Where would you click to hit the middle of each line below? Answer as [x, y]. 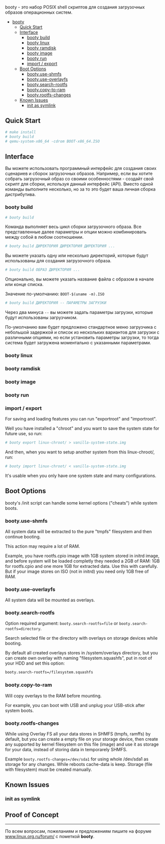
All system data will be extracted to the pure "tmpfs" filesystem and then [79, 531]
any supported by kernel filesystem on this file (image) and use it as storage [82, 744]
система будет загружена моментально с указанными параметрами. [78, 343]
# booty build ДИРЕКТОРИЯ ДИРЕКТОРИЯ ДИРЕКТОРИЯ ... [60, 246]
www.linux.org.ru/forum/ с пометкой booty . [50, 837]
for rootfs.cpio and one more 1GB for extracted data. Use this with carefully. [82, 566]
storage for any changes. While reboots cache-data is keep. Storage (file [79, 764]
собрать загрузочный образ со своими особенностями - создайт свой [79, 179]
